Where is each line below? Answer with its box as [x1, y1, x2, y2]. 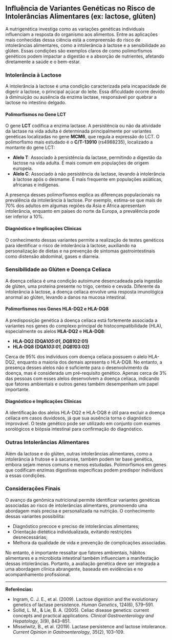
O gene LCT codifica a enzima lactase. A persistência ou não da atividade [5, 123, 161, 129]
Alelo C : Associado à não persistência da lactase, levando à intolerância [12, 171, 165, 177]
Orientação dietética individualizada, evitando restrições [12, 528, 132, 535]
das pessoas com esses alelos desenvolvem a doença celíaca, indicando [5, 375, 160, 382]
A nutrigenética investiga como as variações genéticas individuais [5, 26, 145, 32]
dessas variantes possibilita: [5, 513, 65, 519]
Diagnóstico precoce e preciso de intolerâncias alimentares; [12, 523, 140, 529]
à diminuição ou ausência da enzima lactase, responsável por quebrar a [5, 94, 157, 100]
